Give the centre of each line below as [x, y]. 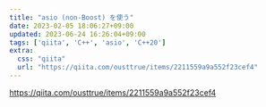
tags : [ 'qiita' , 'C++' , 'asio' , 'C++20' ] [88, 42]
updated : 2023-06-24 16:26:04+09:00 [77, 34]
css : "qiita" [42, 59]
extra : [21, 51]
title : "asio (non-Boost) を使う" [72, 17]
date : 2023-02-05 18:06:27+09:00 [72, 26]
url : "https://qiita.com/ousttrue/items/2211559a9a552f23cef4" [137, 68]
